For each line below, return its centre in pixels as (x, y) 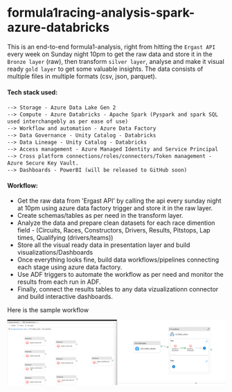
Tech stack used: (33, 92)
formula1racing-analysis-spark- (101, 13)
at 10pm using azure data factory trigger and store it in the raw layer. (115, 208)
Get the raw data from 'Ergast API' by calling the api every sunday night (119, 201)
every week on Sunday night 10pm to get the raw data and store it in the (110, 54)
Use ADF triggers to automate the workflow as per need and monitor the (120, 275)
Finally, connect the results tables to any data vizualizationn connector (118, 289)
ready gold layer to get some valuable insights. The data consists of (105, 69)
